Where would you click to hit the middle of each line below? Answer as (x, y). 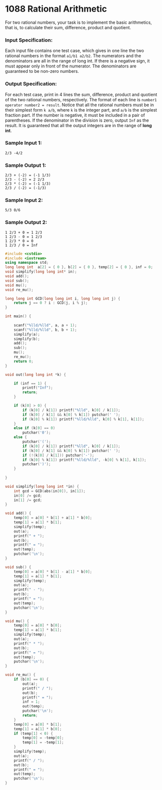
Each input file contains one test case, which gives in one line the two (74, 51)
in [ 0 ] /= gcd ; (28, 496)
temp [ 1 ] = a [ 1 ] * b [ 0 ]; (38, 729)
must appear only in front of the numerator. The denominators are (71, 66)
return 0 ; (24, 361)
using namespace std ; (27, 263)
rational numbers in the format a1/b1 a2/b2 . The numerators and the (73, 56)
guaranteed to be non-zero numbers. (42, 71)
